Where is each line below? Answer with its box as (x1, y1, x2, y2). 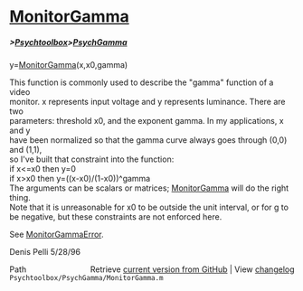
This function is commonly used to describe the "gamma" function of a (9, 77, 274, 88)
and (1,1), (9, 145, 43, 155)
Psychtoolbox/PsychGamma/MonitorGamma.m (9, 274, 165, 283)
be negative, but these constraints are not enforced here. (9, 211, 223, 222)
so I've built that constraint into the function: (9, 154, 175, 164)
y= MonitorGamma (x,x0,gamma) (9, 60, 128, 70)
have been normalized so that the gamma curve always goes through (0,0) (9, 135, 288, 145)
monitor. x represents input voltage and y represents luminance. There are (9, 97, 287, 108)
